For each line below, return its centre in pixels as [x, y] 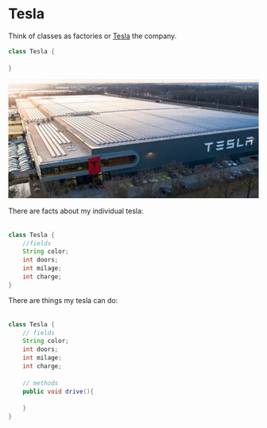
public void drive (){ [58, 391]
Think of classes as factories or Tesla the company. [93, 36]
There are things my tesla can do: [63, 300]
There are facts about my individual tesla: [76, 211]
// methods [41, 383]
